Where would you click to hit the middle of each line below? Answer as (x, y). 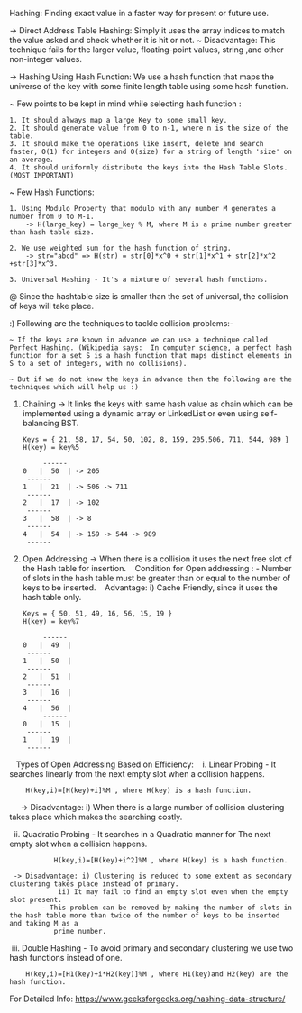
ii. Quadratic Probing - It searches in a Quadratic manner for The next (142, 834)
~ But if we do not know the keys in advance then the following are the (151, 379)
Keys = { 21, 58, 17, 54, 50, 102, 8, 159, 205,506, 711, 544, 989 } (156, 440)
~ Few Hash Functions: (52, 192)
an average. (32, 160)
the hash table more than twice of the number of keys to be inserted (145, 916)
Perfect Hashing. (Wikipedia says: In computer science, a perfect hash (151, 348)
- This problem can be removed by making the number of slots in (167, 908)
